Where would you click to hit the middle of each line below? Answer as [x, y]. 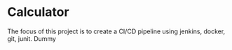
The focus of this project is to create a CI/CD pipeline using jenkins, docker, [116, 31]
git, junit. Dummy [32, 38]
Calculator [38, 12]
